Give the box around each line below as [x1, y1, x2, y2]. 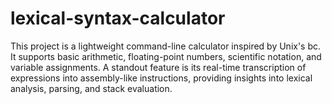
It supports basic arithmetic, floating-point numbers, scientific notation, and [10, 50, 322, 62]
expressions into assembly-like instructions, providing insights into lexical [10, 72, 313, 84]
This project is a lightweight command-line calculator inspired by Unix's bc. [10, 40, 322, 52]
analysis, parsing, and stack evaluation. [10, 82, 173, 94]
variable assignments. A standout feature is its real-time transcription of [10, 61, 307, 73]
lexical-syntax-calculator [10, 7, 226, 30]
